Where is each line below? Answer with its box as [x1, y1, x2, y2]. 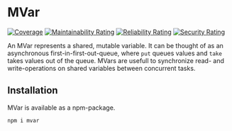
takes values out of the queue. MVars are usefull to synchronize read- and [7, 56, 225, 64]
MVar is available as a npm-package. [7, 103, 116, 112]
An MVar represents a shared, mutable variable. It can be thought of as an [7, 41, 223, 50]
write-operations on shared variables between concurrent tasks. [7, 64, 196, 72]
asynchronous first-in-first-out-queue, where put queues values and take [7, 49, 222, 57]
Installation [7, 84, 58, 96]
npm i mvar [7, 117, 40, 124]
